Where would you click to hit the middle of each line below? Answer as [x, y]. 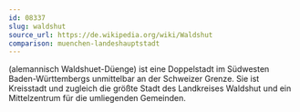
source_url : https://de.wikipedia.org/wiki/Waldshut [111, 35]
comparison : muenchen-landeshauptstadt [84, 43]
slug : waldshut [37, 26]
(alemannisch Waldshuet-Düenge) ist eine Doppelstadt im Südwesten [139, 69]
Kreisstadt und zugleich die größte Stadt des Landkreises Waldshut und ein [150, 88]
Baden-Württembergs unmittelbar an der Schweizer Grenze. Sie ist [134, 79]
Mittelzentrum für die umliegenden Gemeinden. [97, 98]
